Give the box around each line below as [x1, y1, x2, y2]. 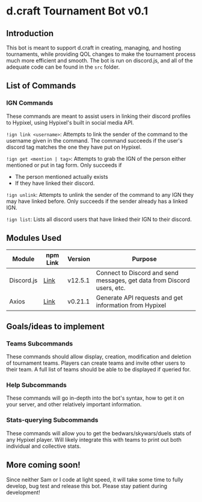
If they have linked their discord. [14, 179, 95, 187]
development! [6, 489, 40, 496]
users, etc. [96, 284, 126, 292]
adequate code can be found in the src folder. [6, 63, 120, 70]
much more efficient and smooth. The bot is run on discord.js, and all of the [6, 57, 194, 64]
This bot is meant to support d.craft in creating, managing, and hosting [6, 44, 182, 51]
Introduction [6, 28, 54, 39]
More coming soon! [6, 460, 81, 470]
